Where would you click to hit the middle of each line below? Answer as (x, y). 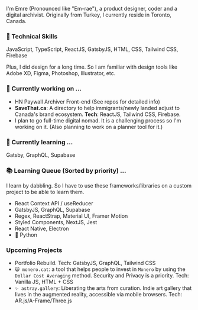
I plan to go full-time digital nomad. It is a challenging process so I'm (98, 120)
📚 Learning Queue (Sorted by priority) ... (66, 170)
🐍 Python (26, 235)
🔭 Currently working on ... (44, 89)
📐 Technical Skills (32, 36)
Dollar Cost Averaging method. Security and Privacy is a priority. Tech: (102, 276)
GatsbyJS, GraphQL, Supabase (52, 210)
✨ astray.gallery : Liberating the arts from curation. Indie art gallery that (103, 288)
